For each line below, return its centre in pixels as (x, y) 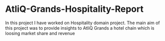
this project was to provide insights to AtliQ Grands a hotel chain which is (80, 28)
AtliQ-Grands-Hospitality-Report (74, 9)
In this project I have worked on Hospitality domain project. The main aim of (82, 23)
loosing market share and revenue (40, 33)
